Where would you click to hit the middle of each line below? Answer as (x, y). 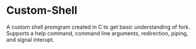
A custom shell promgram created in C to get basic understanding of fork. (98, 27)
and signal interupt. (30, 39)
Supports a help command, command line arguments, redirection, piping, (97, 33)
